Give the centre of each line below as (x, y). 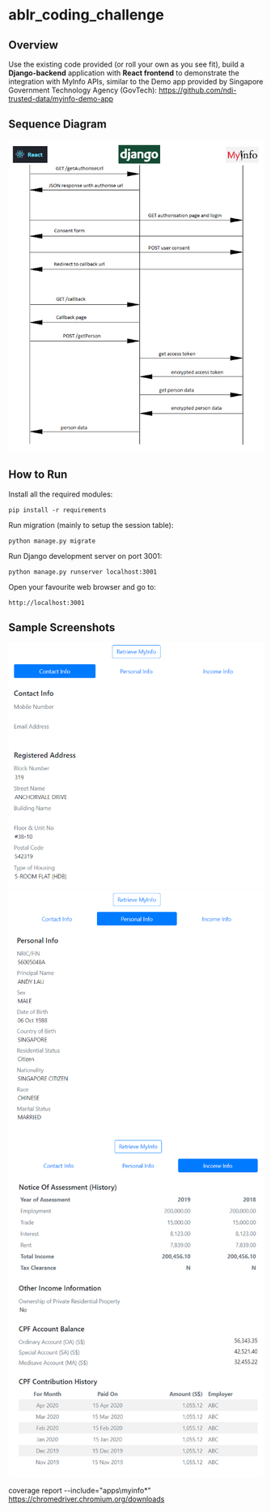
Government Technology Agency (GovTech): (83, 90)
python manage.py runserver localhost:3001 (83, 572)
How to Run (38, 475)
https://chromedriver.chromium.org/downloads (87, 1499)
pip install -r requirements (57, 510)
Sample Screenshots (62, 627)
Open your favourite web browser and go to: (82, 586)
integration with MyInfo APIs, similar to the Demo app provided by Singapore (136, 82)
